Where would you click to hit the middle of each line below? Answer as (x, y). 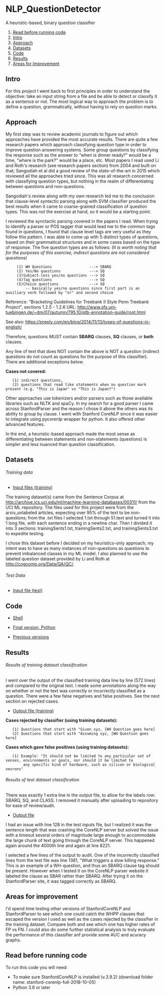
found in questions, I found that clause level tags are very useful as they (78, 231)
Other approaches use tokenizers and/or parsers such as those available (79, 398)
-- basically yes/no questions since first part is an (82, 288)
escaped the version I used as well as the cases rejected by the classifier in (82, 919)
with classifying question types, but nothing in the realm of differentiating (80, 181)
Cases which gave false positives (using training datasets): (67, 747)
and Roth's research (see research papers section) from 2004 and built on (81, 165)
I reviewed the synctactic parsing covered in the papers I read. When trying (82, 221)
